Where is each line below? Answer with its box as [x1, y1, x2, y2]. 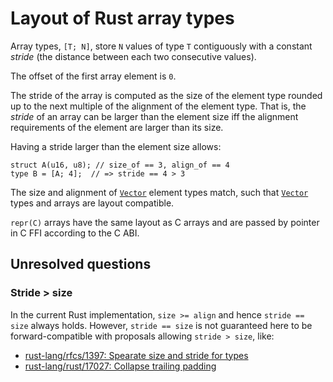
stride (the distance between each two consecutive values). [10, 50, 257, 62]
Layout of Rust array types [10, 7, 235, 30]
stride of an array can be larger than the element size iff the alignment [10, 110, 299, 122]
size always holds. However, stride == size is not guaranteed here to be [10, 319, 313, 331]
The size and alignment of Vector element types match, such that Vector [10, 186, 309, 198]
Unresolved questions [10, 256, 152, 273]
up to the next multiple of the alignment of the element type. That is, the [10, 100, 307, 112]
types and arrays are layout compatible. [10, 197, 175, 209]
